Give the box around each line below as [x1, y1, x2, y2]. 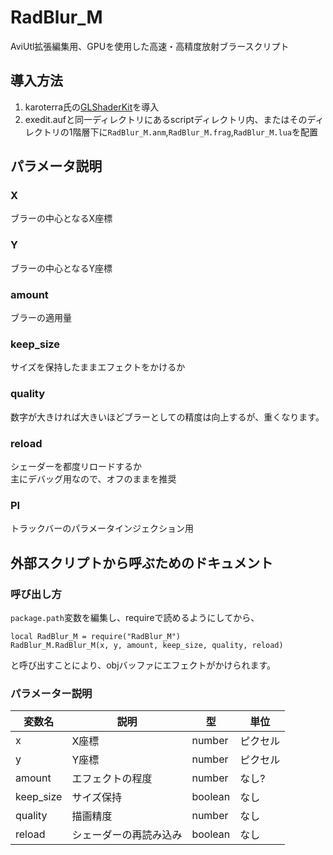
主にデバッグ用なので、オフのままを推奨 [10, 472, 177, 485]
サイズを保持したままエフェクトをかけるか [10, 361, 186, 373]
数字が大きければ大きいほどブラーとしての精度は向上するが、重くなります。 [10, 411, 325, 423]
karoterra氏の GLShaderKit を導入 [24, 101, 160, 113]
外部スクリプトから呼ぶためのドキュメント [10, 554, 273, 571]
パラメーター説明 [10, 686, 93, 700]
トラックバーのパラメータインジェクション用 [10, 522, 194, 535]
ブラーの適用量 [10, 312, 72, 324]
